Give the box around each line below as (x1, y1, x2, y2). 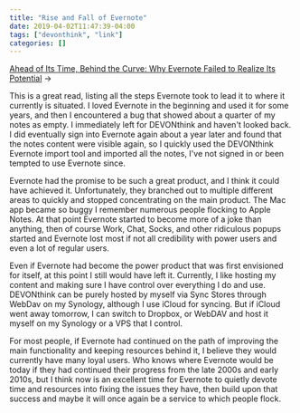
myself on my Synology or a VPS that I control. (9, 318, 183, 329)
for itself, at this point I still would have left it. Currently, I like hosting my (9, 270, 277, 281)
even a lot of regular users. (9, 243, 110, 254)
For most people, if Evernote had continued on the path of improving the (9, 336, 278, 347)
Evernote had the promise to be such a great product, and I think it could (9, 176, 280, 187)
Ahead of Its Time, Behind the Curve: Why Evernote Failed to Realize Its (9, 63, 276, 74)
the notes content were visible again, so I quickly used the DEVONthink (9, 139, 274, 149)
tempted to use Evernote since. (9, 158, 127, 168)
